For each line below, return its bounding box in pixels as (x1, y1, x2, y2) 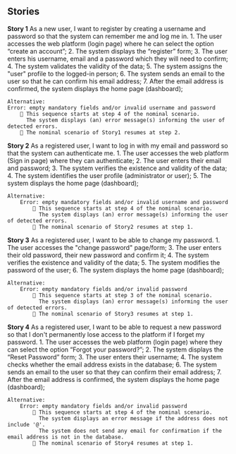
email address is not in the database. (7, 434, 125, 441)
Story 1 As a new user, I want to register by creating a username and (7, 24, 206, 32)
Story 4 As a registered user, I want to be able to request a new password (7, 323, 222, 331)
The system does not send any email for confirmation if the (38, 427, 222, 434)
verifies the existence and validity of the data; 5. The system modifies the (7, 258, 221, 267)
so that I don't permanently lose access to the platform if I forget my (7, 330, 205, 338)
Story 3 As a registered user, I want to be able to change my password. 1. (7, 236, 221, 244)
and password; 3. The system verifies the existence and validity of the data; (7, 164, 228, 172)
